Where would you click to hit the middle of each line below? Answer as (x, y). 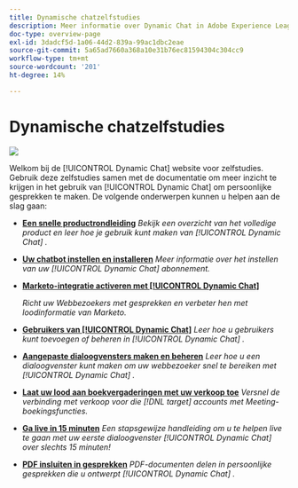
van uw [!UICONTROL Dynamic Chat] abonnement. (116, 268)
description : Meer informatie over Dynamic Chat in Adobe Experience (141, 26)
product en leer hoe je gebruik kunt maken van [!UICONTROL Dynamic (151, 232)
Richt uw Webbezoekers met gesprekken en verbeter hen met (135, 303)
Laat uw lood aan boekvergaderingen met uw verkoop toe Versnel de (151, 392)
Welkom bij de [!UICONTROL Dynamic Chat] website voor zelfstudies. (137, 168)
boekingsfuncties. (55, 411)
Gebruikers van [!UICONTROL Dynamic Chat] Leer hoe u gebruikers (148, 329)
